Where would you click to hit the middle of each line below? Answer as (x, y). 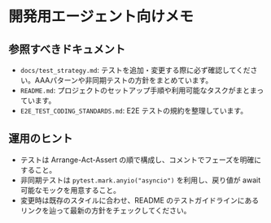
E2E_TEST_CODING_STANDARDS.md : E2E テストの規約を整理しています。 (134, 111)
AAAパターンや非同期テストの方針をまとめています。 (124, 80)
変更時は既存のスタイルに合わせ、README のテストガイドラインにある (139, 200)
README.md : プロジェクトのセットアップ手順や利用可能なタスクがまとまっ (142, 90)
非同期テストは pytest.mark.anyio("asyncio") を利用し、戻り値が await (140, 180)
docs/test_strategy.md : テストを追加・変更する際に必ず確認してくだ (135, 70)
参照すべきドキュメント (67, 49)
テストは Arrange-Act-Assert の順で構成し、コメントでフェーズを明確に (141, 160)
